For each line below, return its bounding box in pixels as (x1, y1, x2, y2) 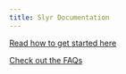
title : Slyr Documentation (9, 12, 110, 22)
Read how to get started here (9, 37, 117, 48)
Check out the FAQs (9, 54, 83, 65)
